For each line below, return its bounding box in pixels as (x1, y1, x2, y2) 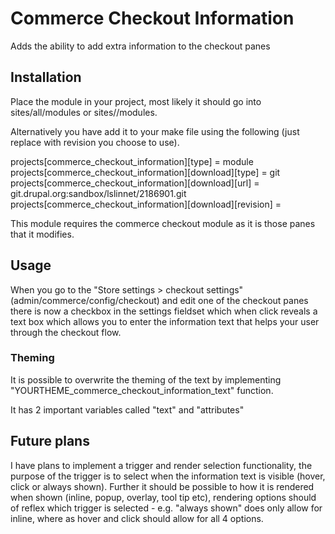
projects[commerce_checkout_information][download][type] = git (10, 166, 281, 178)
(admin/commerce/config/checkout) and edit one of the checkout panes (10, 294, 309, 306)
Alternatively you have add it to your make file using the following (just (10, 125, 300, 137)
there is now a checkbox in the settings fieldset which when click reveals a (10, 305, 318, 317)
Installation (10, 69, 82, 86)
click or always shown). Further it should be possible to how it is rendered (10, 480, 315, 492)
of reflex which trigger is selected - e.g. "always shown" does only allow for (10, 502, 323, 514)
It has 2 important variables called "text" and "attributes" (10, 403, 245, 416)
